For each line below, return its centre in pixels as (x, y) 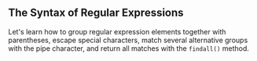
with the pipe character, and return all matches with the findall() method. (129, 48)
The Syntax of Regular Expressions (96, 13)
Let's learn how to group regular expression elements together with (117, 31)
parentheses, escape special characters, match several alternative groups (128, 40)
